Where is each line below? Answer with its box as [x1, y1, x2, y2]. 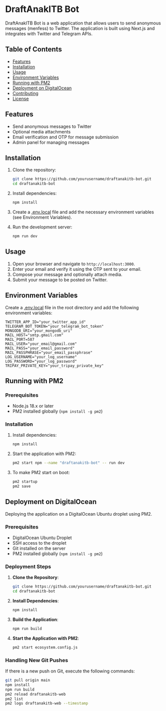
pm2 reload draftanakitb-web [5, 692, 66, 697]
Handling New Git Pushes [5, 657, 68, 664]
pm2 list [5, 696, 23, 702]
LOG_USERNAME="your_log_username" [5, 354, 77, 359]
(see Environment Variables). [12, 214, 72, 220]
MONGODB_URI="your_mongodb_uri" [5, 328, 72, 333]
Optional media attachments [12, 128, 71, 134]
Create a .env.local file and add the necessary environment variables [12, 209, 154, 215]
